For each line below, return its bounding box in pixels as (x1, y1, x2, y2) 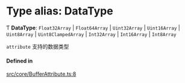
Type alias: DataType (6, 4, 113, 18)
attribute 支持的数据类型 (6, 43, 69, 50)
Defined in (6, 57, 33, 64)
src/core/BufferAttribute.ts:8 (6, 70, 77, 78)
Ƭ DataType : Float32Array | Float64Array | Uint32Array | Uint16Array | (6, 24, 181, 31)
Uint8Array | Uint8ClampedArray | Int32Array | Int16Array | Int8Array (6, 30, 177, 37)
